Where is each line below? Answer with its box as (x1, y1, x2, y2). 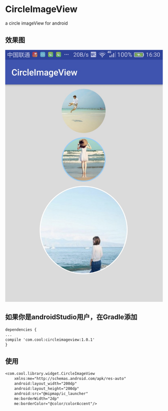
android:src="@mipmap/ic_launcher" (14, 391, 88, 396)
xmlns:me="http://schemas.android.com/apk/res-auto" (14, 376, 126, 381)
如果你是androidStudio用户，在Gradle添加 (5, 313, 137, 322)
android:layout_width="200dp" (14, 381, 77, 386)
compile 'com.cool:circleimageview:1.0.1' (5, 337, 95, 342)
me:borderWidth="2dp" (14, 396, 59, 401)
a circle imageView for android (5, 20, 68, 26)
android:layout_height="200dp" (14, 386, 79, 391)
